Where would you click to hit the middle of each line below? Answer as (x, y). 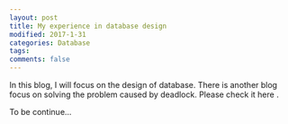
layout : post (34, 18)
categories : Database (50, 43)
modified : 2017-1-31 (48, 34)
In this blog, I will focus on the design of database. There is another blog (143, 85)
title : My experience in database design (88, 26)
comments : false (40, 59)
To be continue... (40, 112)
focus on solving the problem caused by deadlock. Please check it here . (144, 94)
